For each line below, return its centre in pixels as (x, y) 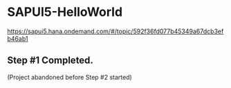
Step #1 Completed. (50, 61)
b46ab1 (18, 38)
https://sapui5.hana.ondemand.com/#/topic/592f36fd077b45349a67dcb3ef (115, 31)
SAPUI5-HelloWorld (65, 12)
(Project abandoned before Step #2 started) (70, 77)
